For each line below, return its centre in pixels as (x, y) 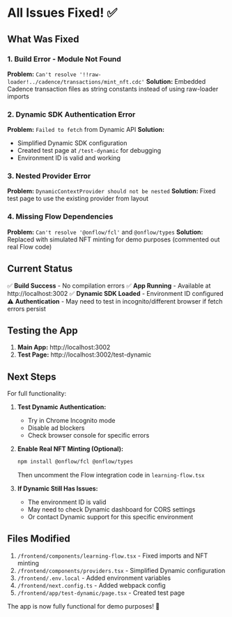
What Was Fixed (43, 39)
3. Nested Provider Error (49, 176)
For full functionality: (37, 394)
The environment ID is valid (67, 502)
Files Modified (39, 539)
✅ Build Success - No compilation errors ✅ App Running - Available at (109, 285)
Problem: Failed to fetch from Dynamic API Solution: (86, 130)
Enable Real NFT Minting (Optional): (70, 449)
